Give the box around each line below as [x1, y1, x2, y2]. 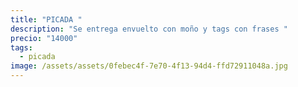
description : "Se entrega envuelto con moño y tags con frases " [10, 24, 288, 34]
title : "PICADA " [10, 14, 83, 25]
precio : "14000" [10, 33, 78, 43]
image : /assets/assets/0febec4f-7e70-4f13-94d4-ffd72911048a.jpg [10, 61, 288, 71]
